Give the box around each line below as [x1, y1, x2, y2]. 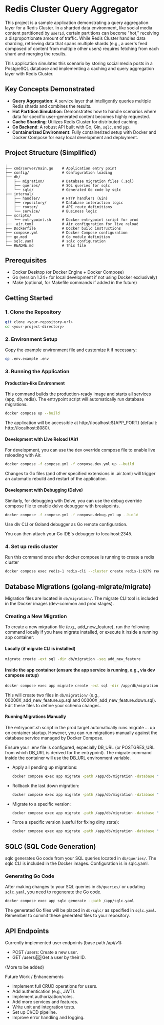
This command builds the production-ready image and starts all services [5, 391, 151, 397]
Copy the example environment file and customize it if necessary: [5, 347, 137, 353]
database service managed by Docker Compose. [5, 735, 103, 740]
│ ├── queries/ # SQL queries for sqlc [5, 183, 110, 188]
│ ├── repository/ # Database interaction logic [5, 200, 123, 205]
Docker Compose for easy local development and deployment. [12, 134, 138, 140]
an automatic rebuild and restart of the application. [5, 476, 107, 482]
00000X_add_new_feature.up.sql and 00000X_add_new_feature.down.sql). [5, 697, 156, 703]
